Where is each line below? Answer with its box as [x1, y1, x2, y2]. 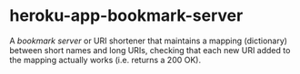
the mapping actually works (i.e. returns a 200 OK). [9, 54, 202, 65]
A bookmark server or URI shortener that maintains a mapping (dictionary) [9, 35, 288, 46]
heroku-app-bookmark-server [9, 5, 244, 26]
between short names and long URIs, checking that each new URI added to [9, 44, 291, 55]
